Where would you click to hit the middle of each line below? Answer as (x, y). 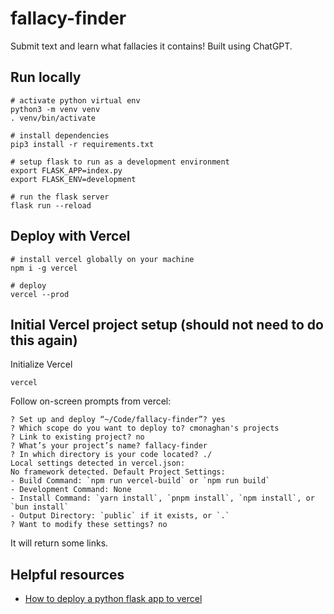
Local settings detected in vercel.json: (98, 463)
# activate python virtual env (75, 100)
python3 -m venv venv (55, 109)
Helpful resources (67, 574)
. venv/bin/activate (53, 118)
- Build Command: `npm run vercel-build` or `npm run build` (140, 481)
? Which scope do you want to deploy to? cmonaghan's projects (145, 428)
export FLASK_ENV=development (73, 179)
